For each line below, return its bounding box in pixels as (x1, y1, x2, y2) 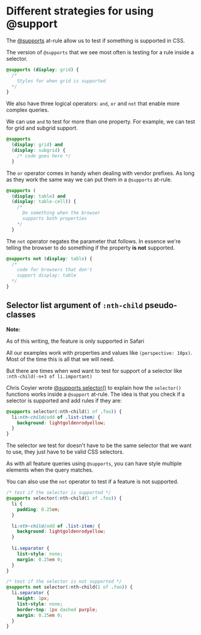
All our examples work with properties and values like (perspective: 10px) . (6, 349, 193, 356)
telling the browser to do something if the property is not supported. (6, 244, 175, 251)
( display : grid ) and (11, 142, 63, 148)
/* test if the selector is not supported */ (6, 578, 122, 585)
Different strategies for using (6, 4, 154, 18)
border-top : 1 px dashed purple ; (17, 607, 98, 613)
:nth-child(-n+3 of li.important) (6, 374, 93, 380)
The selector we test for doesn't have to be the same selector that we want (6, 442, 192, 449)
